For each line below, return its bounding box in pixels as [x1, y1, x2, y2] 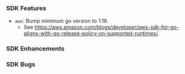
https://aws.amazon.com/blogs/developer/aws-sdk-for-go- [34, 23, 179, 31]
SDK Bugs [6, 60, 35, 69]
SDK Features [6, 4, 47, 12]
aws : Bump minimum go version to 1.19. [14, 18, 109, 25]
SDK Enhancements [6, 45, 65, 53]
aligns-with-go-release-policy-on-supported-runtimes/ [23, 30, 158, 37]
